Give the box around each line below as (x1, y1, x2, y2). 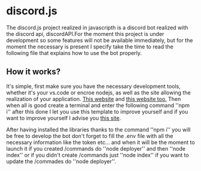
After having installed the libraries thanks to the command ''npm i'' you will (6, 126, 191, 133)
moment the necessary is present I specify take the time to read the (6, 43, 174, 50)
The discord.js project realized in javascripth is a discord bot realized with (6, 24, 188, 31)
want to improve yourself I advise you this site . (6, 114, 121, 121)
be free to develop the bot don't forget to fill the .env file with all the (6, 132, 173, 139)
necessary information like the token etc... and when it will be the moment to (6, 139, 195, 146)
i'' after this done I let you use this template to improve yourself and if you (6, 108, 188, 115)
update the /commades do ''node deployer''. (6, 157, 116, 165)
